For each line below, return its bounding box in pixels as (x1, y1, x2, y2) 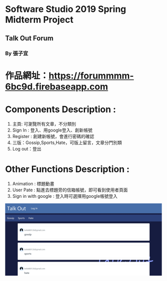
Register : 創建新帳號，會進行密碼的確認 (12, 133, 94, 139)
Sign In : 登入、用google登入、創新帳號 (12, 127, 93, 133)
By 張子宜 (5, 50, 28, 57)
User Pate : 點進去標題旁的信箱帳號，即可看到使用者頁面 (12, 187, 128, 193)
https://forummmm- (49, 70, 134, 81)
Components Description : (5, 104, 116, 115)
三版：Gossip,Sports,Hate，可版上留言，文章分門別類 (12, 140, 122, 145)
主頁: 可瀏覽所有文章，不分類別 (12, 121, 76, 127)
